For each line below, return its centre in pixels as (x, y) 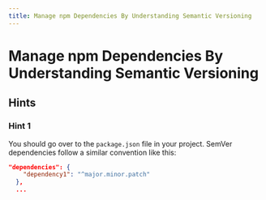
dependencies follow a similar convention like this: (92, 152)
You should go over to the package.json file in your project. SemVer (120, 143)
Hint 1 (19, 126)
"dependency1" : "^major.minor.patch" (87, 175)
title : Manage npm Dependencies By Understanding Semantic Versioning (130, 16)
